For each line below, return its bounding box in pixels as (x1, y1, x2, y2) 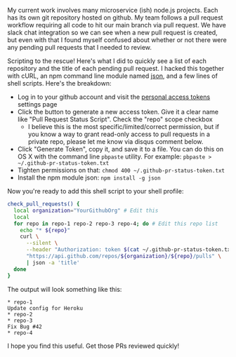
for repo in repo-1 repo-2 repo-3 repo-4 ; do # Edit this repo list (13, 220, 218, 227)
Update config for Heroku (7, 304, 83, 311)
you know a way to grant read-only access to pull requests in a (27, 130, 211, 138)
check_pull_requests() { (7, 201, 80, 208)
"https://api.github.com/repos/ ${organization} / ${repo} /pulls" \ (25, 252, 221, 260)
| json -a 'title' (25, 259, 80, 266)
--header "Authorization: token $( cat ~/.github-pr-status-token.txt (25, 246, 234, 253)
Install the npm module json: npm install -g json (17, 173, 161, 182)
